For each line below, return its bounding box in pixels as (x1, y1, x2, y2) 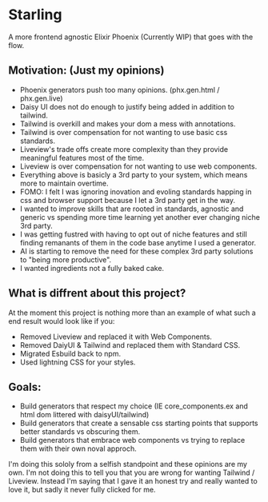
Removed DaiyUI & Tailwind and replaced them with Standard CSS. (19, 340, 241, 349)
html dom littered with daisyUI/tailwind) (19, 410, 150, 420)
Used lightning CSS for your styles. (19, 357, 136, 367)
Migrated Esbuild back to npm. (19, 349, 122, 358)
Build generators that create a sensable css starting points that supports (19, 418, 258, 428)
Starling (8, 6, 62, 24)
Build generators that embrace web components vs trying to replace (19, 436, 246, 445)
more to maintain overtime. (19, 178, 110, 188)
